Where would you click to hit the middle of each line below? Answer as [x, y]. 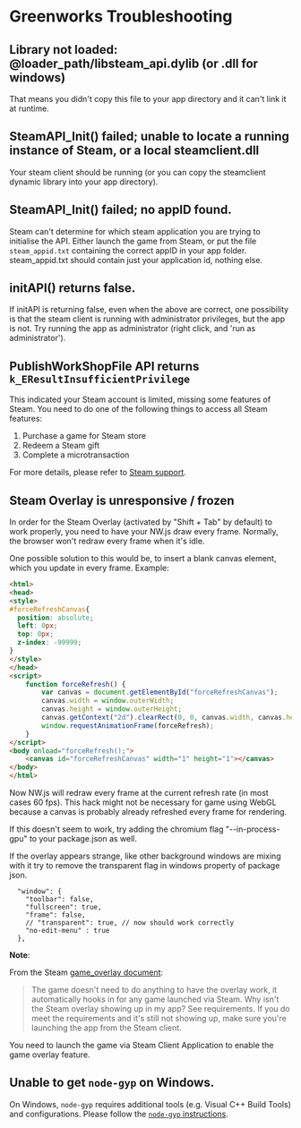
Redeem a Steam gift [61, 446]
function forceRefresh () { [76, 684]
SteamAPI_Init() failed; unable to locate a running [149, 137]
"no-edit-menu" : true [68, 931]
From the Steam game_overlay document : [86, 972]
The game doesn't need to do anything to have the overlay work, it [154, 990]
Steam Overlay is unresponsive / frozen [122, 500]
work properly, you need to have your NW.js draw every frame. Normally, [144, 532]
